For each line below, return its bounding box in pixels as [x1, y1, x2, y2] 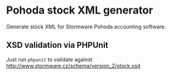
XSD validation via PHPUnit [6, 40, 109, 50]
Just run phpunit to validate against [6, 56, 93, 63]
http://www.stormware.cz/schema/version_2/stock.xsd [6, 62, 141, 69]
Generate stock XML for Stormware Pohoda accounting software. [6, 23, 166, 30]
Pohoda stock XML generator [6, 4, 153, 17]
